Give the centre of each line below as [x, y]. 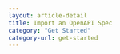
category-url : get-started [53, 38]
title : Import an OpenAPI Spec [60, 23]
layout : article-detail [48, 15]
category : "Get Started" [50, 30]
